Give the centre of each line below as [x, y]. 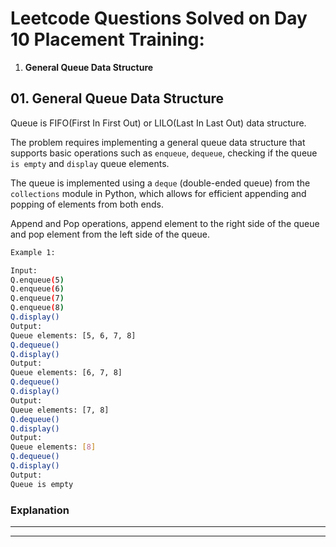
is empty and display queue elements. [90, 163]
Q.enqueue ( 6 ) [37, 289]
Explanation [40, 510]
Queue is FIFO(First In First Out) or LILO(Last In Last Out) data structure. [158, 123]
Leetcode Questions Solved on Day [159, 18]
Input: [24, 270]
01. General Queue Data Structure [117, 98]
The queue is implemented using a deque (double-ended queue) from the [160, 183]
